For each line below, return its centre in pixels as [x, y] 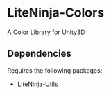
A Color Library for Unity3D [46, 32]
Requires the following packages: [55, 70]
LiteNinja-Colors [56, 13]
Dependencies [39, 54]
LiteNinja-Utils [37, 84]
